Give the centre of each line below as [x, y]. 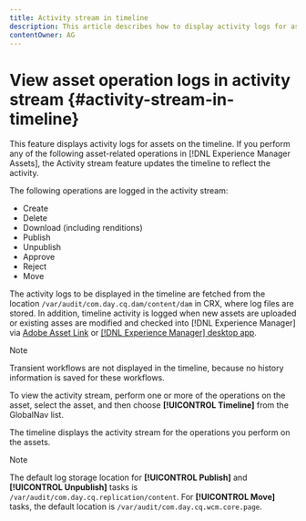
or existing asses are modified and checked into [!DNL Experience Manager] [153, 323]
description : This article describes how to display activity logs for [148, 26]
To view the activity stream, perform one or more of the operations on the [148, 396]
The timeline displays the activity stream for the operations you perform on [150, 432]
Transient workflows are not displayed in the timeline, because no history [147, 368]
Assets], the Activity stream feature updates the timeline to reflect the [140, 163]
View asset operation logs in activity [150, 80]
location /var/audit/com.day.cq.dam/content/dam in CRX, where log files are [152, 304]
